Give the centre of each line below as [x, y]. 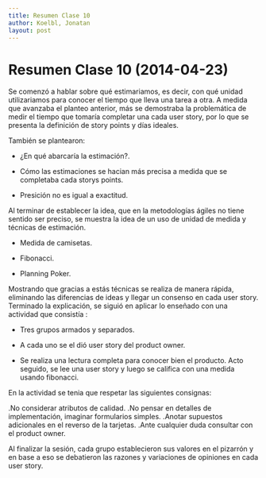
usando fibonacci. [49, 377]
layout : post [30, 30]
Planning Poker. [45, 274]
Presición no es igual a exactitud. [74, 195]
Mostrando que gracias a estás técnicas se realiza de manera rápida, [121, 289]
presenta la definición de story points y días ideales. [93, 125]
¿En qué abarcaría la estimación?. [75, 156]
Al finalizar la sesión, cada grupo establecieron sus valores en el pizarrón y [131, 449]
